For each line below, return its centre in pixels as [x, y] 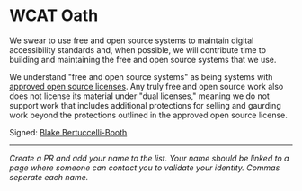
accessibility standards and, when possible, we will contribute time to [138, 49]
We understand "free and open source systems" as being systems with [141, 76]
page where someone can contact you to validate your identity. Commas [145, 168]
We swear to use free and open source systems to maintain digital [132, 40]
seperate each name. [49, 177]
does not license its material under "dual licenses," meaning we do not [139, 96]
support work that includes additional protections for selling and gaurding [145, 105]
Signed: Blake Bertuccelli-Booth [68, 132]
